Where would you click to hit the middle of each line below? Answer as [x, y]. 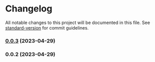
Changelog [29, 9]
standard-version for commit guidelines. [47, 27]
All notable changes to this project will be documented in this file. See [78, 22]
